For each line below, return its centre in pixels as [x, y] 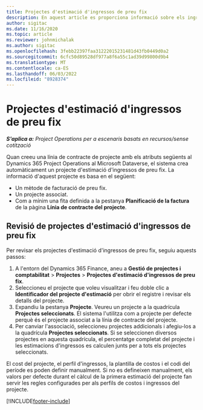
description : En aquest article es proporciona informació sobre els [96, 18]
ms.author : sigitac [31, 46]
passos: [16, 256]
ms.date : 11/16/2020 [32, 29]
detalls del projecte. [40, 301]
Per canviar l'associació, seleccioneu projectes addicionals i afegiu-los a [105, 326]
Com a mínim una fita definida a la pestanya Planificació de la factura [102, 201]
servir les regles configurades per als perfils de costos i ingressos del [93, 383]
